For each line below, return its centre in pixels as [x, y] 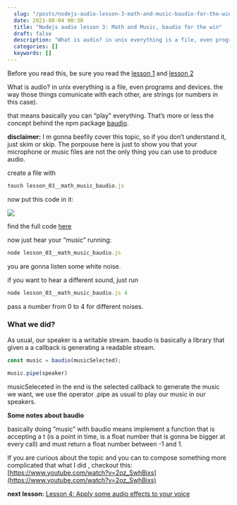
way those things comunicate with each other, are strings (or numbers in [113, 94]
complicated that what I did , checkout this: [70, 465]
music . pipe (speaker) [38, 373]
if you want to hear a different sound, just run [73, 280]
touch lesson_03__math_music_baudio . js [66, 185]
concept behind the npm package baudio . [68, 123]
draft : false [33, 34]
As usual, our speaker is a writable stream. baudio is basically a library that [116, 340]
